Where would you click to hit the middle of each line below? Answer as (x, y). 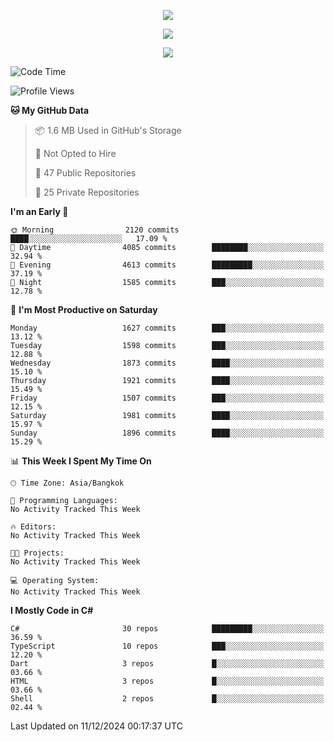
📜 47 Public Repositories (85, 173)
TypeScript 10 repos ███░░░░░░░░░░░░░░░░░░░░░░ (167, 646)
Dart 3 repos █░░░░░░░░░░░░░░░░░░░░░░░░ (167, 664)
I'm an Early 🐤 (39, 211)
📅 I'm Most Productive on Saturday (84, 309)
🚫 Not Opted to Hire (75, 153)
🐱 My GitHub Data (50, 110)
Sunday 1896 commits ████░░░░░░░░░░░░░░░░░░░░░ (167, 433)
